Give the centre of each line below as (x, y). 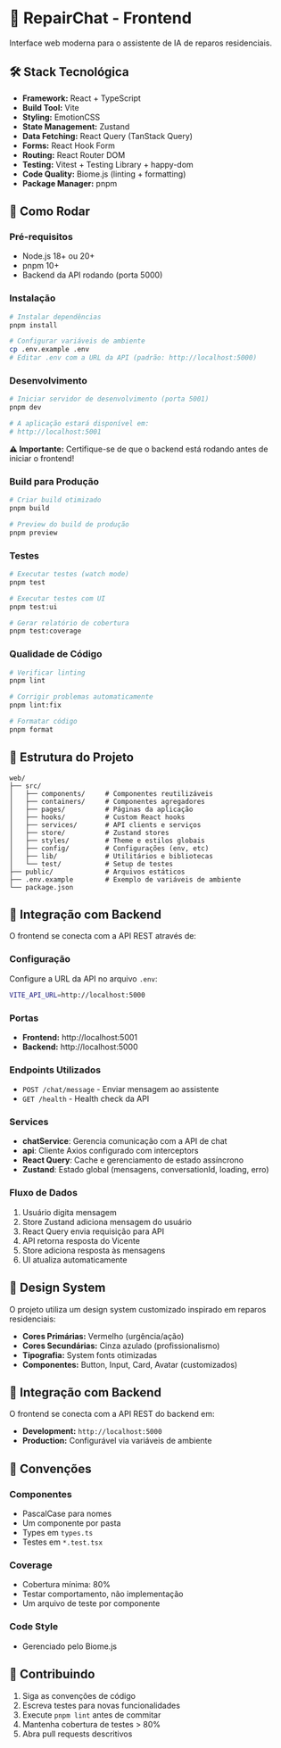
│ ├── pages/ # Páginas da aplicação (101, 809)
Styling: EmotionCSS (61, 117)
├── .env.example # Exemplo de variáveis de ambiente (125, 879)
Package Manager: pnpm (70, 183)
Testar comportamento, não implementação (103, 1594)
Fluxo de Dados (44, 1193)
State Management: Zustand (76, 126)
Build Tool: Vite (50, 107)
